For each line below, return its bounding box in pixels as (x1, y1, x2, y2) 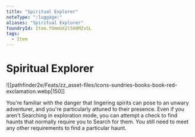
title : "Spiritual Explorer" (6, 8, 78, 15)
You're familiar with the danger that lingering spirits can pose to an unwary (6, 99, 189, 106)
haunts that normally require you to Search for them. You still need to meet (6, 118, 189, 125)
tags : (6, 31, 20, 37)
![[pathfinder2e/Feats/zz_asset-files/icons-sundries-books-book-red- (6, 81, 178, 88)
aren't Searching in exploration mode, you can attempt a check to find (6, 111, 178, 119)
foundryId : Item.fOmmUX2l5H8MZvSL (6, 25, 92, 31)
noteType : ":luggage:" (6, 14, 62, 20)
